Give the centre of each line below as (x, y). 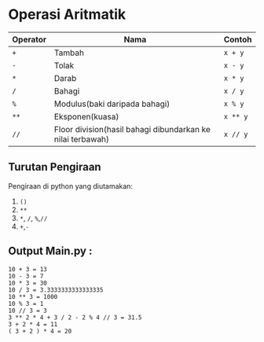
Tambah (69, 53)
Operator (29, 39)
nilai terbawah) (82, 139)
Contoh (238, 39)
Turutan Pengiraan (55, 167)
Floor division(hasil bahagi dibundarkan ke (132, 129)
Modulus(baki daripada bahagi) (112, 104)
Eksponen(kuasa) (86, 116)
